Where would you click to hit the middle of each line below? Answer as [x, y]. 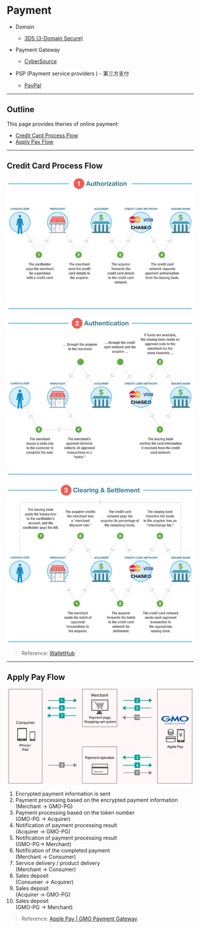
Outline [20, 109]
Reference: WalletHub [48, 653]
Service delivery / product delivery [58, 863]
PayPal [33, 85]
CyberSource [40, 61]
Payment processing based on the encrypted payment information [96, 800]
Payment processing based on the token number [75, 813]
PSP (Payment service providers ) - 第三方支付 [72, 73]
